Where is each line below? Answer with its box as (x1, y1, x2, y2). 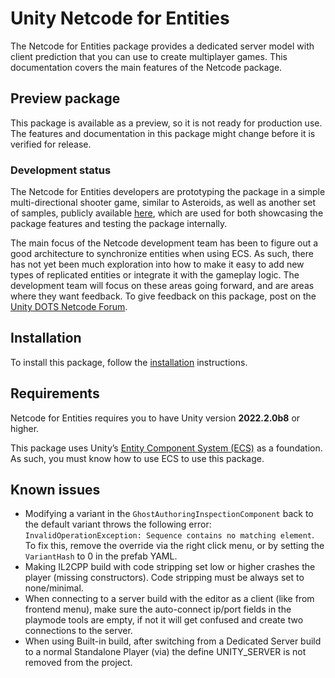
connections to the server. (24, 625, 133, 637)
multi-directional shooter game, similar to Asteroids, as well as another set (10, 197, 317, 209)
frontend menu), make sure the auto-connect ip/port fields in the (24, 603, 292, 616)
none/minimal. (24, 582, 84, 594)
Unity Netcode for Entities (10, 7, 230, 30)
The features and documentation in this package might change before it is (10, 127, 316, 139)
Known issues (10, 482, 101, 499)
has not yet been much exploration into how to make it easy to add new (10, 258, 305, 271)
